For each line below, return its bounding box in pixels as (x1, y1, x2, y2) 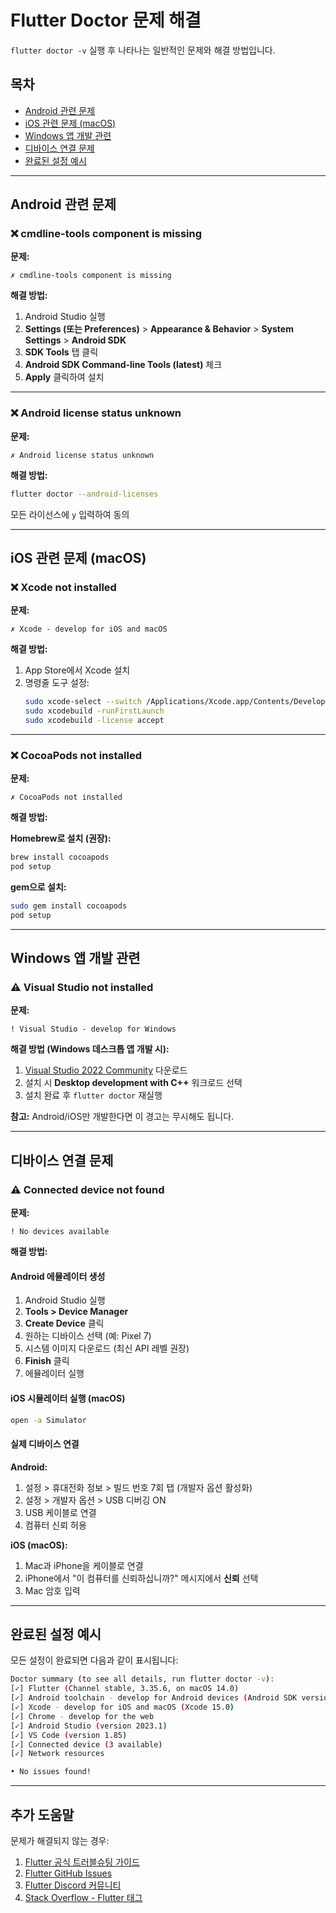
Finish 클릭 (24, 1355, 70, 1367)
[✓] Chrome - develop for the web (10, 1711, 155, 1721)
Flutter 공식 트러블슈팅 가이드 (24, 1856, 140, 1868)
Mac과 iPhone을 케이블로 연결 (24, 1559, 144, 1571)
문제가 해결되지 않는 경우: (10, 1834, 110, 1846)
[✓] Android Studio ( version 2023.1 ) (10, 1721, 168, 1731)
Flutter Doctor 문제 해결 (10, 9, 202, 32)
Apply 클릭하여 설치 (24, 371, 105, 383)
